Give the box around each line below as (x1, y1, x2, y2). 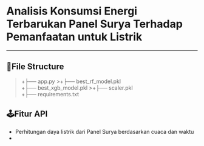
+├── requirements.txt (21, 90, 80, 98)
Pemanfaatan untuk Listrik (6, 30, 143, 44)
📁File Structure (6, 62, 64, 72)
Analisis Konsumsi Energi (6, 4, 138, 18)
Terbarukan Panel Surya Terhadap (6, 17, 183, 31)
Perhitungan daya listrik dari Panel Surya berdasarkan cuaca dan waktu (15, 128, 194, 135)
